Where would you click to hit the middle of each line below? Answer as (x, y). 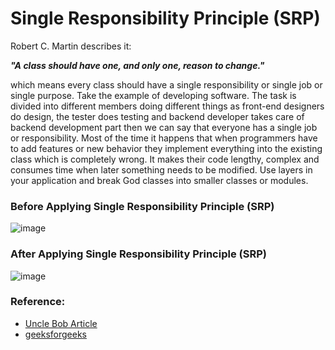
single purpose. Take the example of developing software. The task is (153, 95)
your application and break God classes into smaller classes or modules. (159, 180)
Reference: (38, 302)
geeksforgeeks (55, 334)
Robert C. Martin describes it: (71, 46)
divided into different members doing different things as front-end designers (167, 106)
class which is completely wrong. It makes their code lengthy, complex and (165, 159)
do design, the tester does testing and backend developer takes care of (157, 116)
